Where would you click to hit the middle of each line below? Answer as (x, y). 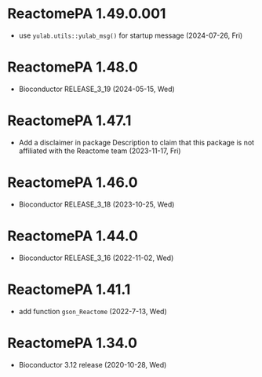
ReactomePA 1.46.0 (73, 182)
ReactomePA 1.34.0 (73, 343)
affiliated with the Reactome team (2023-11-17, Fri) (100, 151)
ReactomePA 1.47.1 (69, 121)
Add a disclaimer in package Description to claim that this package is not (136, 142)
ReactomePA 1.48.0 (73, 67)
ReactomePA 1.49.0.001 (87, 14)
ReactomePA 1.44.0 (73, 236)
